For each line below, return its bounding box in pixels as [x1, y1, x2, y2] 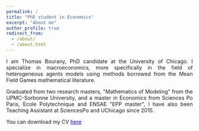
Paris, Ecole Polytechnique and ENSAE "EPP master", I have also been [6, 100, 193, 107]
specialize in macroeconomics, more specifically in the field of [6, 64, 193, 71]
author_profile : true [6, 25, 60, 31]
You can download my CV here [6, 118, 82, 125]
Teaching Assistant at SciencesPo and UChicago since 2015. [6, 107, 155, 114]
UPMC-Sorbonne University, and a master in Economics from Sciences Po [6, 94, 193, 101]
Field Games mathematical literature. [6, 76, 96, 83]
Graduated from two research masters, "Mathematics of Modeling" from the [6, 88, 193, 95]
